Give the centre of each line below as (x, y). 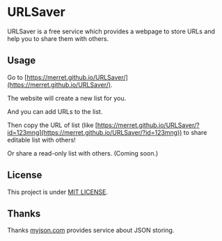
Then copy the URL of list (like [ (53, 125)
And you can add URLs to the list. (55, 111)
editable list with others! (42, 140)
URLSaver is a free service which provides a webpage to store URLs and (111, 31)
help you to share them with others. (58, 38)
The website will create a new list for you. (67, 98)
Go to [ (17, 77)
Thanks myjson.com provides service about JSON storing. (91, 231)
